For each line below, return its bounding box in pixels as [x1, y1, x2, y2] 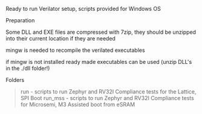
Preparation [5, 17, 35, 24]
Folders [5, 77, 25, 83]
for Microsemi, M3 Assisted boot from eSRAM [20, 101, 135, 108]
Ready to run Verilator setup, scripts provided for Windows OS [5, 5, 161, 12]
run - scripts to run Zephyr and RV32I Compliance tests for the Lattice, [20, 88, 197, 95]
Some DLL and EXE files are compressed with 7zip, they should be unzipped [5, 28, 197, 36]
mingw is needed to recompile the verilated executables [5, 46, 146, 54]
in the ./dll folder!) [5, 65, 50, 72]
